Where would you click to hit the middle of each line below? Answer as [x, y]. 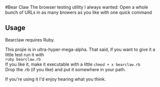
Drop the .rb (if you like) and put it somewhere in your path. [66, 69]
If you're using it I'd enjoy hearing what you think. [55, 79]
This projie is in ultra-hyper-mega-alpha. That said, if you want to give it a [80, 49]
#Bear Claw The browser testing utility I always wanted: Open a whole [77, 7]
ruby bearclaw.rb [23, 59]
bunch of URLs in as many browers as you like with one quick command [79, 12]
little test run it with [25, 54]
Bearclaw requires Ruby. [30, 40]
